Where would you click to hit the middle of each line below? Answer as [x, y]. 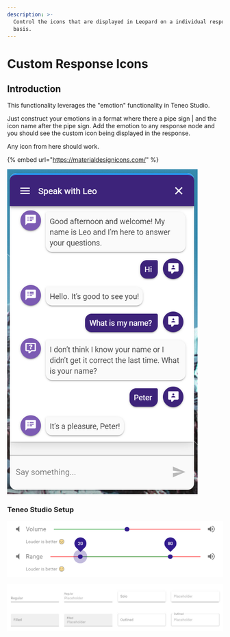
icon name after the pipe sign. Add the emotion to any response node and [111, 126]
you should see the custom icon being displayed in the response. [99, 133]
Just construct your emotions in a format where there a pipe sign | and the [112, 119]
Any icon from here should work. [53, 147]
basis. [23, 29]
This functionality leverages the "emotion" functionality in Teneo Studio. [108, 106]
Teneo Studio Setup [40, 509]
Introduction [34, 89]
